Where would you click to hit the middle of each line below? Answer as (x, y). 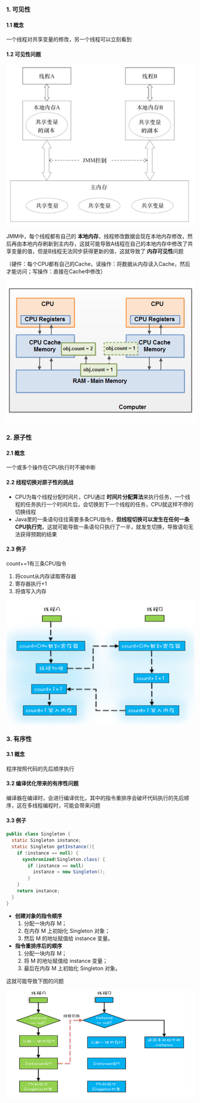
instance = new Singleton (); (69, 872)
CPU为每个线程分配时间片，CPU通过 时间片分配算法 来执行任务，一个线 (102, 497)
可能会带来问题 (82, 805)
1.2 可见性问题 (24, 54)
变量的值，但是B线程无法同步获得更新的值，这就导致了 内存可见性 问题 (97, 251)
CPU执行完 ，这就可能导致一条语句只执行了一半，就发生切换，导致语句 (101, 527)
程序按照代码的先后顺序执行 (40, 769)
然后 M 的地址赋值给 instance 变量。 (68, 938)
